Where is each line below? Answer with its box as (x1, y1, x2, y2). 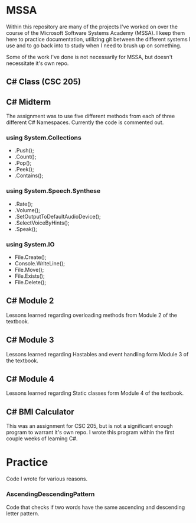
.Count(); (14, 153, 37, 160)
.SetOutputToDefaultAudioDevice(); (14, 213, 102, 220)
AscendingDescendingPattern (6, 490, 95, 498)
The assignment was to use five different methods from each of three (6, 113, 175, 120)
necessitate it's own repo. (6, 60, 69, 67)
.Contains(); (14, 172, 44, 179)
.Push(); (14, 147, 34, 154)
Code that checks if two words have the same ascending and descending (6, 503, 185, 511)
